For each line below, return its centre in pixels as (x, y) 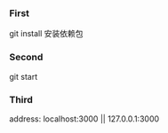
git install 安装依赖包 (46, 34)
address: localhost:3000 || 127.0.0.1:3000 (84, 119)
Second (26, 58)
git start (24, 76)
